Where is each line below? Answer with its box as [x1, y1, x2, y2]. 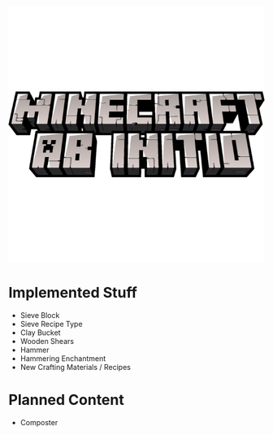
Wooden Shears [19, 336, 75, 346]
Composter [19, 417, 58, 427]
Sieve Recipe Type [19, 319, 83, 328]
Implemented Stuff [8, 284, 138, 302]
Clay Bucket [19, 328, 61, 337]
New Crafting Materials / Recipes [19, 362, 132, 372]
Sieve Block [19, 310, 60, 320]
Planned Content [8, 391, 124, 409]
